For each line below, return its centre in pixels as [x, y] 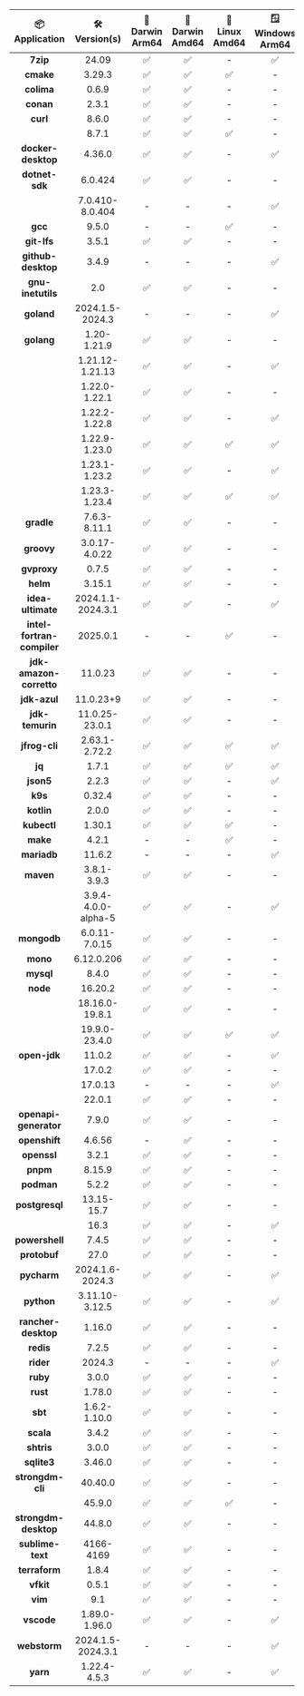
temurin [39, 725]
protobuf [39, 1255]
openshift [39, 1140]
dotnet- [39, 174]
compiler [39, 647]
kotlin [39, 810]
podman [39, 1184]
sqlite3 [39, 1462]
